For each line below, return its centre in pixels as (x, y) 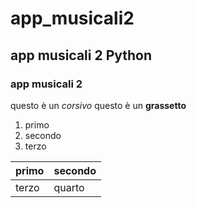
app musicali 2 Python (81, 55)
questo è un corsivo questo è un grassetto (98, 105)
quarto (69, 187)
